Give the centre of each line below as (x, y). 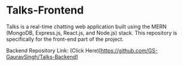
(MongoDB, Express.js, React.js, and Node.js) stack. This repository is (91, 32)
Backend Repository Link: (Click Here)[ (53, 50)
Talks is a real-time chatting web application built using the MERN (86, 27)
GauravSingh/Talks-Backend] (42, 57)
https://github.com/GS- (129, 50)
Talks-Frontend (45, 10)
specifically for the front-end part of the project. (65, 39)
